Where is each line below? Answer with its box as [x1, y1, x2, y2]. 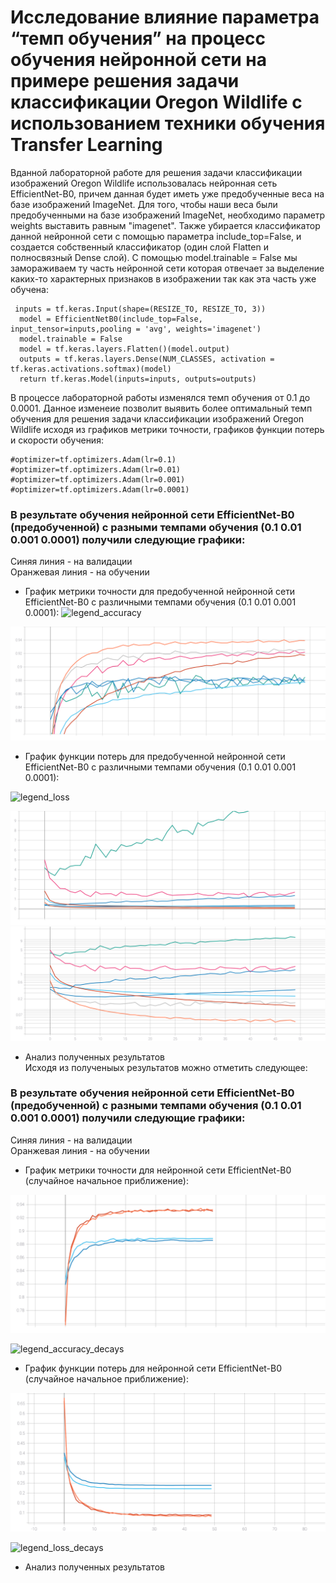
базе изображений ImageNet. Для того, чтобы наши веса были [10, 198, 278, 210]
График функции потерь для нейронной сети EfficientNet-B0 [24, 1362, 283, 1375]
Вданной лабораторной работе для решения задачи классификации [10, 166, 303, 178]
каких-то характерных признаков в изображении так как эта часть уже [10, 272, 317, 285]
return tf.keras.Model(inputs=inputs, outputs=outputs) [19, 374, 257, 384]
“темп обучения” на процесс [10, 27, 267, 50]
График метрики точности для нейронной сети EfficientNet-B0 [24, 1164, 292, 1176]
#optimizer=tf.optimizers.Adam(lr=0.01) [10, 464, 182, 475]
